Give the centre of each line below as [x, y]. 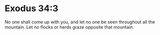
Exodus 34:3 [31, 9]
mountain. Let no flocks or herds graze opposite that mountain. [69, 27]
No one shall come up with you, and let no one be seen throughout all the [80, 22]
